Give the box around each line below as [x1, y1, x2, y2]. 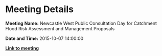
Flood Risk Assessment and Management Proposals [5, 25, 115, 31]
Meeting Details [5, 4, 74, 15]
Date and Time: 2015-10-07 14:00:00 [5, 35, 84, 41]
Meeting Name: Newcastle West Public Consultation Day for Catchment [5, 20, 157, 26]
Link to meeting [5, 45, 39, 51]
